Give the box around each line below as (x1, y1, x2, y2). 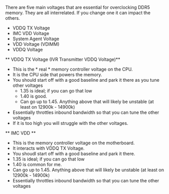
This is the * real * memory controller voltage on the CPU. (12, 66, 133, 72)
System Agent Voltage (12, 36, 60, 42)
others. (5, 15, 20, 21)
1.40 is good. (20, 93, 47, 99)
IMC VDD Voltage (12, 30, 50, 36)
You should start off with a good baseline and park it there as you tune (12, 77, 159, 83)
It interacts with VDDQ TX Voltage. (12, 145, 85, 151)
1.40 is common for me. (12, 161, 62, 167)
